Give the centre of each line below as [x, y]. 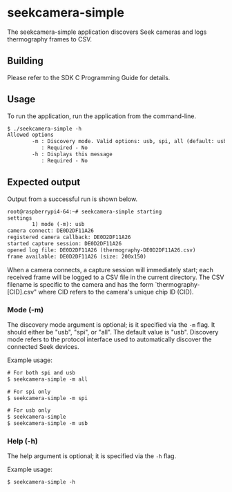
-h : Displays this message [72, 154]
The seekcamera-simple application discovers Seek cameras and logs [107, 32]
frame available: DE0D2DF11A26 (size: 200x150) [77, 256]
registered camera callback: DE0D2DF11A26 [69, 237]
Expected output [44, 182]
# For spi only [29, 392]
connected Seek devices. [43, 346]
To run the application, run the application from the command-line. [102, 116]
